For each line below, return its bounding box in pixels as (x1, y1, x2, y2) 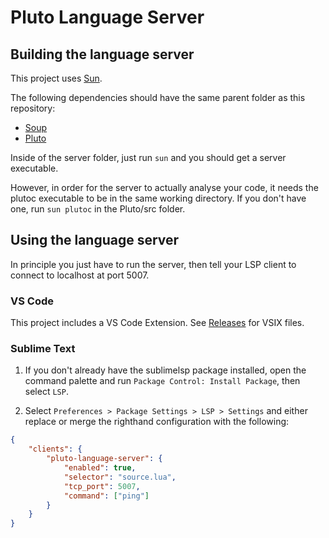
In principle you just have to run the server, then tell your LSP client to (10, 258, 297, 270)
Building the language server (10, 46, 195, 63)
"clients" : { (28, 444, 83, 455)
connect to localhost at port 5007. (10, 269, 150, 281)
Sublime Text (10, 342, 76, 356)
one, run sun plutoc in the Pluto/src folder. (10, 203, 186, 215)
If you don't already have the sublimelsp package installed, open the (24, 364, 307, 376)
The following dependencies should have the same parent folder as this (10, 92, 306, 103)
